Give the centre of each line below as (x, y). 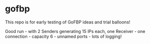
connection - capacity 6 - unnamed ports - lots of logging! (64, 36)
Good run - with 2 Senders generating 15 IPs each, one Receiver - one (75, 31)
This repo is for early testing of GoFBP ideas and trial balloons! (68, 22)
